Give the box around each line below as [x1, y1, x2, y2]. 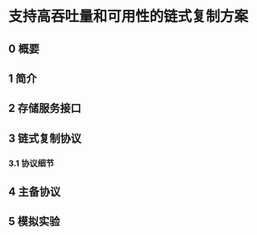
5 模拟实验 [8, 215, 60, 229]
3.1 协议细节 [8, 158, 55, 169]
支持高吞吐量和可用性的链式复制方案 [8, 7, 249, 26]
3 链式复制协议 [8, 131, 82, 145]
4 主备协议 [8, 185, 61, 199]
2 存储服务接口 [8, 101, 82, 115]
